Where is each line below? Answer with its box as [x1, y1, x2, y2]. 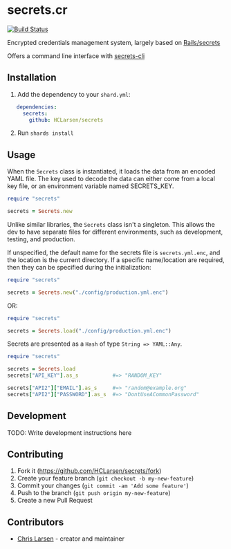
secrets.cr [7, 2, 68, 18]
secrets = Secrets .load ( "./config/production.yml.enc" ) [7, 327, 172, 334]
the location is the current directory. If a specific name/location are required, [7, 255, 225, 264]
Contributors [7, 516, 64, 528]
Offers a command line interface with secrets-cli [7, 51, 145, 60]
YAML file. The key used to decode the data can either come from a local [7, 175, 216, 183]
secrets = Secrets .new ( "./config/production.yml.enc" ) [7, 289, 169, 296]
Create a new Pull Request [17, 496, 93, 505]
